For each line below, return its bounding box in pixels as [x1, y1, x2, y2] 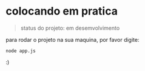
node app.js [5, 47, 36, 54]
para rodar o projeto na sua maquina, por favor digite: [5, 36, 140, 43]
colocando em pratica [5, 4, 118, 18]
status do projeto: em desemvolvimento [20, 24, 120, 32]
